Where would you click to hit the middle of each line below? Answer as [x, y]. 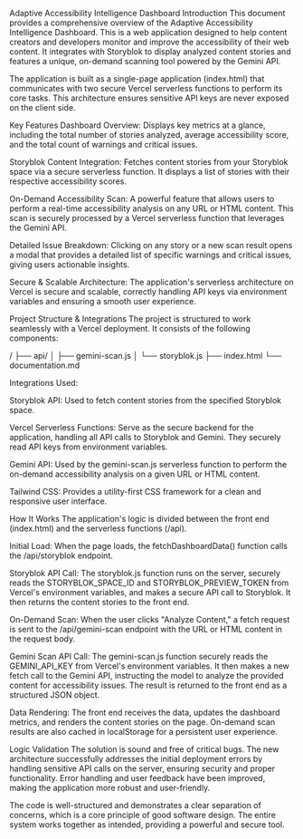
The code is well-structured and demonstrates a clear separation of [136, 805]
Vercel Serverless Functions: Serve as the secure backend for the [132, 428]
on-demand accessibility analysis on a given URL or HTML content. [135, 474]
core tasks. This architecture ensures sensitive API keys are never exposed [149, 98]
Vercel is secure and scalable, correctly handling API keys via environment [148, 292]
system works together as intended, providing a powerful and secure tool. [147, 825]
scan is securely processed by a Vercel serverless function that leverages [147, 218]
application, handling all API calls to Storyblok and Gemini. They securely [145, 437]
